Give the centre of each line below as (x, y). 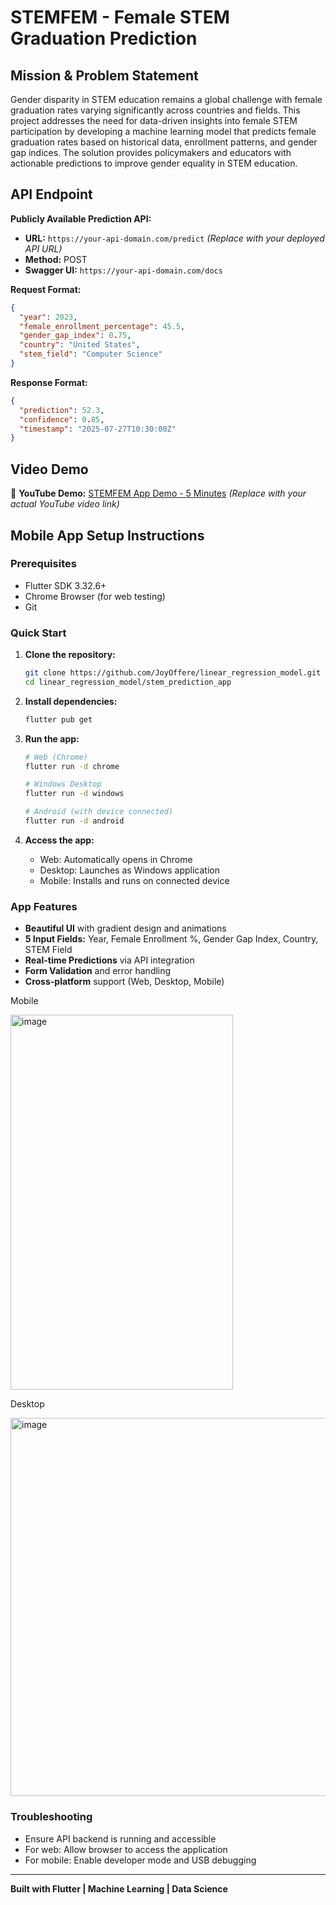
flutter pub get (58, 719)
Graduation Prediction (104, 38)
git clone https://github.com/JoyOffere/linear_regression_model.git (173, 673)
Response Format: (49, 382)
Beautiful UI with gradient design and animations (125, 928)
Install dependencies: (71, 701)
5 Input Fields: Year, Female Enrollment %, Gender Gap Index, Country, (171, 939)
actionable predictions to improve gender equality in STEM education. (154, 163)
